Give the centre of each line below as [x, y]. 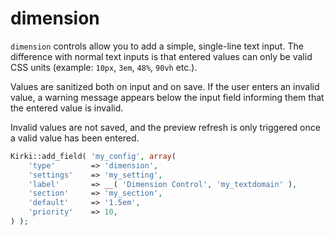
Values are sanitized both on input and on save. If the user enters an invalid [165, 86]
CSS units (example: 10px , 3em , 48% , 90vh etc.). [104, 67]
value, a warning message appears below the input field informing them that [167, 97]
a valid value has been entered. [75, 138]
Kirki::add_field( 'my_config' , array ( [93, 156]
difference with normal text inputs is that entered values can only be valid [161, 56]
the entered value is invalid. [67, 108]
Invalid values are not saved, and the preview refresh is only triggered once [165, 127]
